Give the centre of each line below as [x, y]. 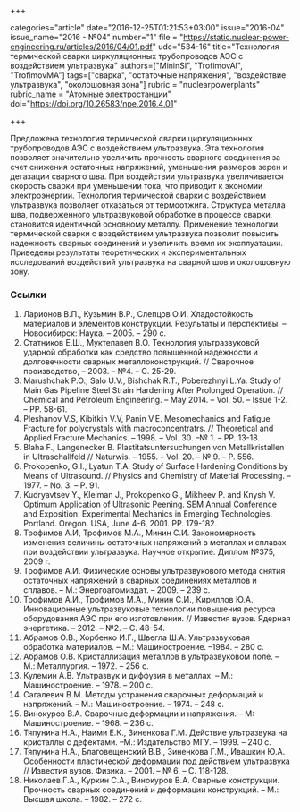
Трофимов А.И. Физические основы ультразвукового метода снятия [154, 571]
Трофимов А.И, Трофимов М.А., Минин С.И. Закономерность [140, 533]
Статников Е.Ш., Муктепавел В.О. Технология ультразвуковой [141, 343]
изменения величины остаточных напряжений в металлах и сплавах [154, 543]
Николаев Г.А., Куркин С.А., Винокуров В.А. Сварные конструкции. [151, 781]
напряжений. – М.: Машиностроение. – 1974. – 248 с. [124, 705]
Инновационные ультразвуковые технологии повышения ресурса [149, 609]
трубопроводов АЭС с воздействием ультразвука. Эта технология [137, 148]
